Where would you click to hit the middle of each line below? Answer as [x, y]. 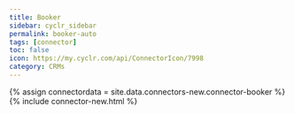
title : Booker [35, 17]
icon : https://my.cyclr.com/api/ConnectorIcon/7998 [106, 58]
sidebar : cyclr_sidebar [53, 26]
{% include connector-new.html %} [73, 101]
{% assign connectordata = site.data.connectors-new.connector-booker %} [147, 91]
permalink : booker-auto [53, 34]
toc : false [29, 50]
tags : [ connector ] [43, 42]
